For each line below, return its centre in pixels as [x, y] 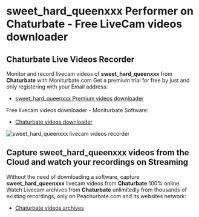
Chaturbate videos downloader [54, 122]
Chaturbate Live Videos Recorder [70, 59]
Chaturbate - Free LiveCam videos [94, 24]
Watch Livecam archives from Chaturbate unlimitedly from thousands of [97, 190]
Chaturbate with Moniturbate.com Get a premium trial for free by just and [98, 80]
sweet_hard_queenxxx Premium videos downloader [79, 98]
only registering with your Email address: [57, 87]
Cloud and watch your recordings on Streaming [97, 162]
